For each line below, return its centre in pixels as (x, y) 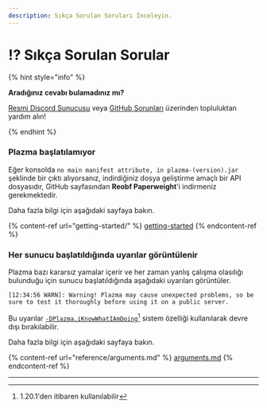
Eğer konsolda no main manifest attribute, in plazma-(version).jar (124, 169)
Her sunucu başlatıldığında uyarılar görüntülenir (103, 255)
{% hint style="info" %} (47, 77)
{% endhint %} (33, 131)
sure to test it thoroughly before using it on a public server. (118, 302)
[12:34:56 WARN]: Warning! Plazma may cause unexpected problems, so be (131, 295)
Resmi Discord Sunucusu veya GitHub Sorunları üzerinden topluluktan (122, 107)
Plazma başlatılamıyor (52, 152)
